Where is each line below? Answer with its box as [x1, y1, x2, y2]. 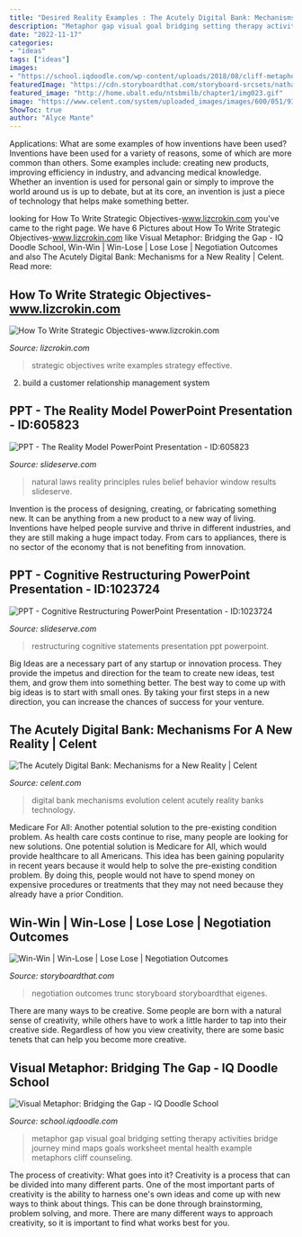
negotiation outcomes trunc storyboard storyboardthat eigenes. [31, 988, 268, 999]
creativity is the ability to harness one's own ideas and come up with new [9, 1189, 281, 1199]
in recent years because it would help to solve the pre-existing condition [9, 861, 277, 871]
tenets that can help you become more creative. [9, 1034, 187, 1045]
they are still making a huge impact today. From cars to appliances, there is [9, 532, 287, 543]
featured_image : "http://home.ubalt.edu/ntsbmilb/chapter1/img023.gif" [9, 88, 283, 97]
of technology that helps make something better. [9, 195, 190, 207]
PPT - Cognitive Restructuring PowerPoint [9, 568, 251, 583]
